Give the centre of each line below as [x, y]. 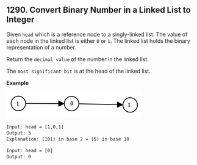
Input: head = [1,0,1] [35, 127]
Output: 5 [19, 133]
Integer [20, 20]
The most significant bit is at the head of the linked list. [78, 71]
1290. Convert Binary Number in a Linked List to [99, 10]
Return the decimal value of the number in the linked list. [78, 59]
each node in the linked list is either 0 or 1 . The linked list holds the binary [98, 41]
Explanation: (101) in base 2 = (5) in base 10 [68, 139]
